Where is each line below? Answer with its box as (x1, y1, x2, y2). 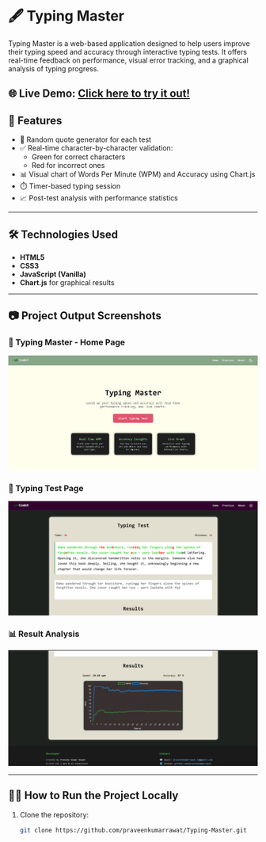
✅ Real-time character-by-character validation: (19, 143, 173, 153)
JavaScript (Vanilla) (19, 269, 87, 279)
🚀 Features (8, 113, 63, 128)
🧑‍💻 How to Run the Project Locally (8, 789, 179, 802)
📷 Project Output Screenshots (8, 309, 162, 322)
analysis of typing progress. (8, 63, 100, 73)
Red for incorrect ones (31, 161, 105, 170)
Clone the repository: (19, 810, 89, 819)
